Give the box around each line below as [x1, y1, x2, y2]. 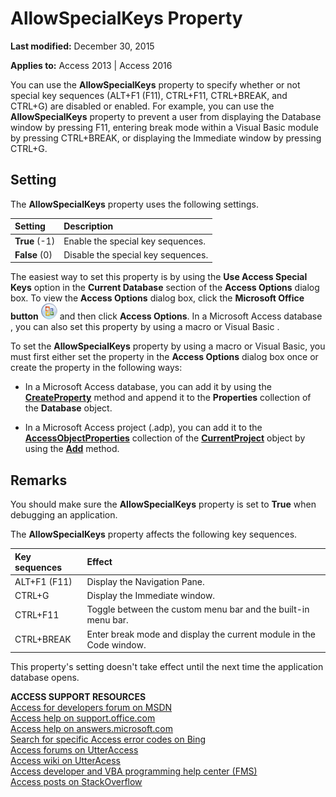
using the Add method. [24, 443, 120, 455]
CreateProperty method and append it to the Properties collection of [24, 392, 312, 404]
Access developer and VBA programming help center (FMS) [10, 765, 258, 777]
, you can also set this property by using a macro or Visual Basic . [10, 321, 280, 333]
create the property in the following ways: [10, 362, 183, 374]
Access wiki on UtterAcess [10, 755, 121, 767]
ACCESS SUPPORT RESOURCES [10, 691, 147, 703]
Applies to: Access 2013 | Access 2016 [10, 59, 173, 71]
